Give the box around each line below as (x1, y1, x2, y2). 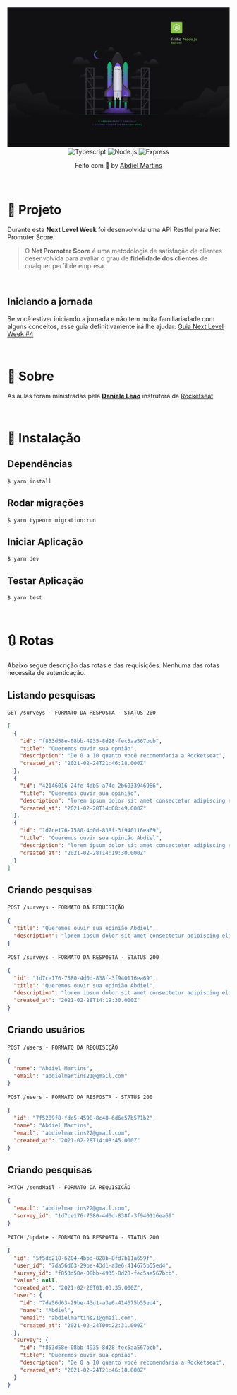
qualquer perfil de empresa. (24, 262, 106, 270)
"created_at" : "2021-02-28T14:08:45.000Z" (13, 1137, 140, 1144)
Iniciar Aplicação (7, 536, 83, 548)
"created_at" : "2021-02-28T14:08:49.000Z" (20, 805, 147, 812)
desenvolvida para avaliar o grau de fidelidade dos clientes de (24, 254, 208, 263)
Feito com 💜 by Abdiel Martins (75, 161, 162, 169)
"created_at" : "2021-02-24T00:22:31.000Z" (20, 1321, 147, 1329)
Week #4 (7, 329, 34, 338)
